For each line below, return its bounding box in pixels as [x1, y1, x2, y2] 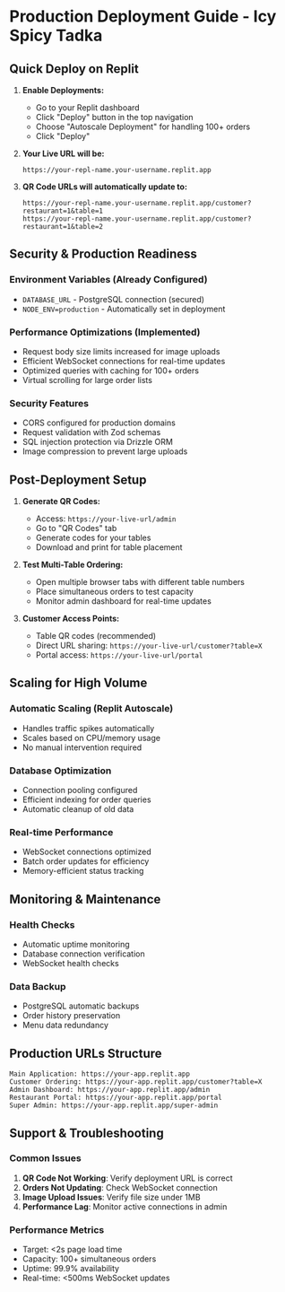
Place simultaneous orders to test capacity [35, 586, 194, 598]
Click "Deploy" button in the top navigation [35, 112, 194, 122]
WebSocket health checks [22, 958, 119, 969]
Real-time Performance [9, 826, 114, 838]
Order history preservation [22, 1010, 121, 1021]
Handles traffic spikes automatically [22, 722, 155, 733]
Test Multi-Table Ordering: [22, 559, 124, 571]
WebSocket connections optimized [22, 846, 151, 858]
